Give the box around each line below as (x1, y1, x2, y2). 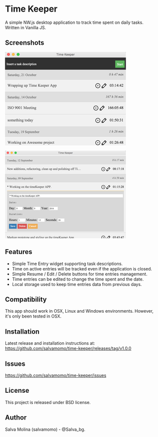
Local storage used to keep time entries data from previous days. (12, 281, 142, 287)
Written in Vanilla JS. (5, 24, 46, 30)
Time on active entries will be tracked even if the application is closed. (12, 266, 152, 271)
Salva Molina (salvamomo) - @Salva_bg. (5, 426, 86, 432)
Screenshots (5, 39, 44, 47)
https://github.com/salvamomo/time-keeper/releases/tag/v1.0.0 (5, 346, 131, 352)
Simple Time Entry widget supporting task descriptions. (12, 261, 123, 267)
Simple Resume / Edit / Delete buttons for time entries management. (12, 271, 147, 277)
